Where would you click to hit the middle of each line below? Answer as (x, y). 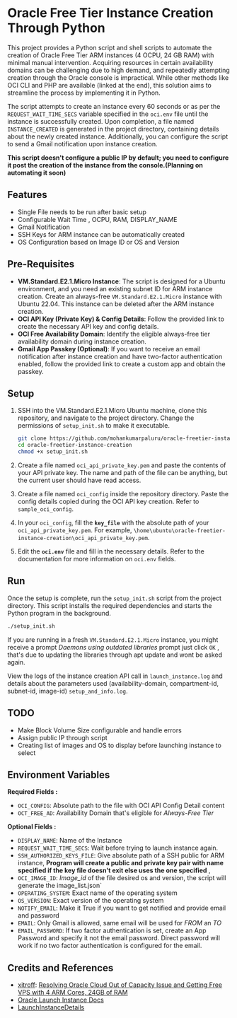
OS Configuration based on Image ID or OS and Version (98, 242)
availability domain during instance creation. (82, 341)
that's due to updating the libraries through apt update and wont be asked (115, 655)
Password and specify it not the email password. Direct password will (119, 938)
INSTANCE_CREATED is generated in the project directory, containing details (113, 129)
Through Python (57, 28)
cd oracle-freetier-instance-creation (75, 445)
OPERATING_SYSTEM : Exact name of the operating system (98, 893)
